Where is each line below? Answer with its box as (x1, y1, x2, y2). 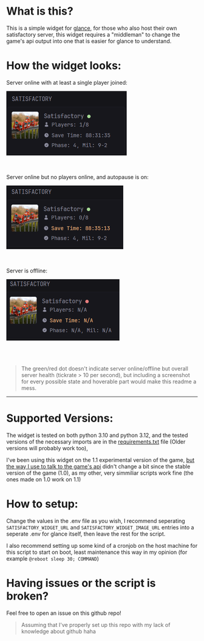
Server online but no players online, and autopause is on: (6, 173, 149, 180)
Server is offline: (6, 267, 47, 274)
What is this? (6, 4, 74, 18)
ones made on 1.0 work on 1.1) (6, 475, 81, 483)
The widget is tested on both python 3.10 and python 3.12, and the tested (6, 431, 188, 439)
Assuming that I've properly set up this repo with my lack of (21, 621, 171, 628)
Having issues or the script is (6, 576, 156, 590)
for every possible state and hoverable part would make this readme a (21, 378, 197, 385)
